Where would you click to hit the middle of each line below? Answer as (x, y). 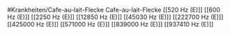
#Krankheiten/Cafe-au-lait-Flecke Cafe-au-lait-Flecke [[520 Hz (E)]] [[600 (114, 10)
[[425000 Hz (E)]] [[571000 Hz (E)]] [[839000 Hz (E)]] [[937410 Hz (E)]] (110, 24)
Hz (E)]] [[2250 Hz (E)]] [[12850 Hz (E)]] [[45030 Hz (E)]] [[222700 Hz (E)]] (115, 17)
